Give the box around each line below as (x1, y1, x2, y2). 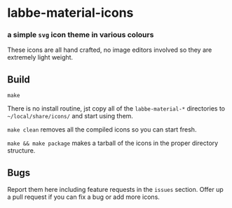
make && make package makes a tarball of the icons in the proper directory (7, 139, 219, 148)
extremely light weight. (7, 53, 74, 62)
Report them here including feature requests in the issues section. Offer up (7, 186, 224, 194)
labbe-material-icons (7, 5, 134, 21)
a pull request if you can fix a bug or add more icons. (7, 193, 160, 201)
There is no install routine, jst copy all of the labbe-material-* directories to (7, 104, 226, 113)
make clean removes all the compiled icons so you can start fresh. (7, 125, 197, 134)
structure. (7, 146, 36, 155)
